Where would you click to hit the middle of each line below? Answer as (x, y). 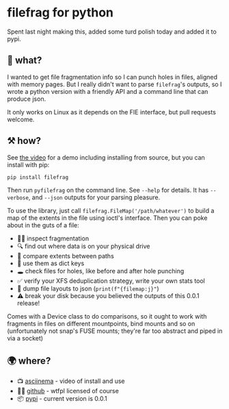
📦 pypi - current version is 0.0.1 (62, 399)
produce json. (27, 99)
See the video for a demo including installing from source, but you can (106, 157)
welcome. (21, 119)
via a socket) (25, 338)
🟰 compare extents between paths (65, 256)
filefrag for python (60, 13)
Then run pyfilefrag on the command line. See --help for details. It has (108, 190)
